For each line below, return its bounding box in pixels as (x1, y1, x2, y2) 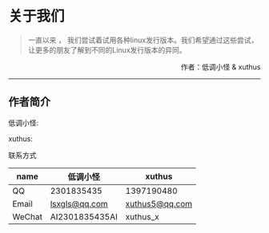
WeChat (12, 211, 42, 222)
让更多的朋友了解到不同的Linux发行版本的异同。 (27, 45, 187, 54)
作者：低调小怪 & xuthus (180, 61, 261, 72)
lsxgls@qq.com (50, 198, 108, 209)
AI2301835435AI (50, 211, 118, 222)
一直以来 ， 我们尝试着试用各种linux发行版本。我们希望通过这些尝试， (27, 35, 259, 45)
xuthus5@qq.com (125, 198, 193, 209)
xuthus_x (125, 211, 159, 222)
